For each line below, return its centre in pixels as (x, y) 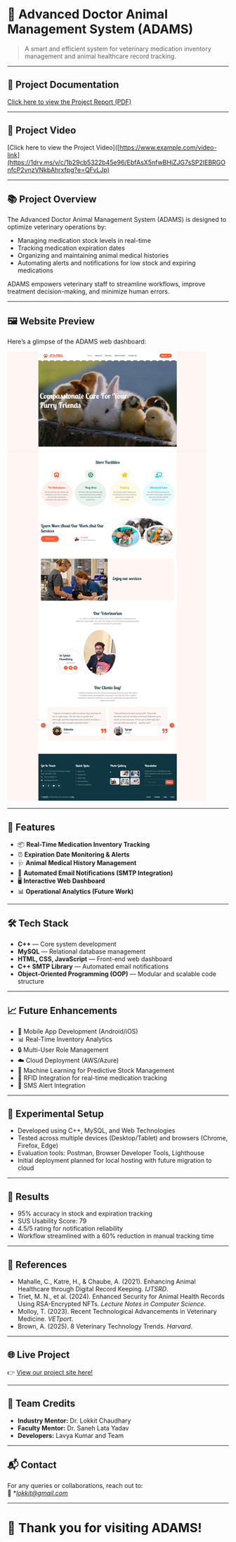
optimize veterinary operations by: (57, 227)
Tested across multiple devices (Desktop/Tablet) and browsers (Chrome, (123, 1138)
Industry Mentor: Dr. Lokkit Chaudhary (74, 1421)
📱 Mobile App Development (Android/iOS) (78, 1031)
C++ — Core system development (67, 944)
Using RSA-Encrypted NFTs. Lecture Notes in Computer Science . (111, 1304)
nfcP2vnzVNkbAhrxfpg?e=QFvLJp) (59, 170)
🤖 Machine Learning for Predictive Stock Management (96, 1070)
